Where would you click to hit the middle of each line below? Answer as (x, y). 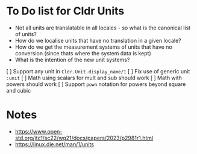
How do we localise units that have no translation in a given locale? (98, 40)
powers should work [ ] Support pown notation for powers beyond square (96, 84)
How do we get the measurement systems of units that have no (94, 47)
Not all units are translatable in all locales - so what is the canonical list (103, 28)
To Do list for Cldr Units (65, 11)
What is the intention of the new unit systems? (72, 60)
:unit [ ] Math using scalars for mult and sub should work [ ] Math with (94, 78)
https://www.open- (39, 131)
